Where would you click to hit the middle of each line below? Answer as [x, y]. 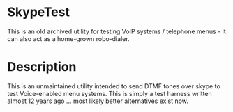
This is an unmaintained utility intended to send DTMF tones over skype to [114, 86]
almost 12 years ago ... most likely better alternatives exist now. [98, 101]
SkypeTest [38, 12]
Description [42, 67]
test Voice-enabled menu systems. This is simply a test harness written [110, 93]
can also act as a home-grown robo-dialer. [69, 38]
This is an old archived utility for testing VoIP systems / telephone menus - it [117, 31]
